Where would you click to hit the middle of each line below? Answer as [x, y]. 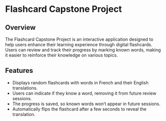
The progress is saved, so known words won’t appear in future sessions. [86, 104]
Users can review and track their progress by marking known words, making [83, 50]
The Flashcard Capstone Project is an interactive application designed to [79, 39]
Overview [21, 28]
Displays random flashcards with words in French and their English [80, 82]
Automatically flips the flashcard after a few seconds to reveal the [79, 109]
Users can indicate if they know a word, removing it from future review [84, 93]
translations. [25, 88]
